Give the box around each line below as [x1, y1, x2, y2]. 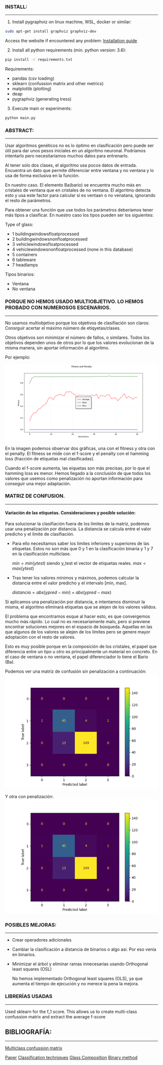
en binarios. [12, 952, 36, 958]
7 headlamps [12, 262, 38, 268]
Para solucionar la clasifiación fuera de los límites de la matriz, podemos [5, 521, 149, 527]
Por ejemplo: [5, 354, 31, 360]
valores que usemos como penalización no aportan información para [5, 475, 143, 481]
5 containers [12, 252, 37, 258]
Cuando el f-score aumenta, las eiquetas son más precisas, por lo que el [5, 465, 150, 471]
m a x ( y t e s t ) [12, 565, 34, 572]
